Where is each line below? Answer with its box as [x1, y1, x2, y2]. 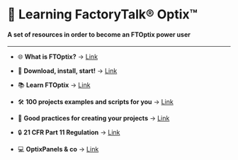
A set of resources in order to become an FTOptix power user [7, 30, 191, 38]
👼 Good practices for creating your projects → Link [17, 114, 170, 122]
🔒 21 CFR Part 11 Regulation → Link [17, 128, 120, 137]
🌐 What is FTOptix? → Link [17, 52, 98, 61]
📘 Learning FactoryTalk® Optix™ [7, 6, 198, 23]
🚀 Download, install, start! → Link [17, 67, 118, 75]
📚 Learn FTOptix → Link [17, 81, 91, 89]
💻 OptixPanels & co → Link [17, 145, 99, 154]
